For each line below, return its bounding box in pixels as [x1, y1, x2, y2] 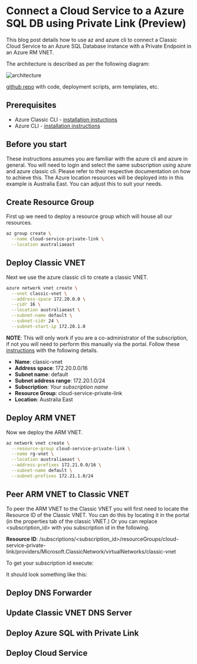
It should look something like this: [6, 571, 87, 578]
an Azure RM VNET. [6, 48, 54, 56]
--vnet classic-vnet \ [11, 291, 67, 297]
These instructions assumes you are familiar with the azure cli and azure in [6, 155, 188, 162]
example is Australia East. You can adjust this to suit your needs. [6, 180, 163, 187]
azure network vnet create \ [6, 285, 78, 291]
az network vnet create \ [6, 440, 70, 446]
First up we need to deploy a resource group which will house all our [6, 213, 173, 220]
